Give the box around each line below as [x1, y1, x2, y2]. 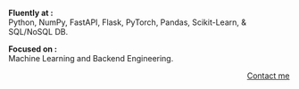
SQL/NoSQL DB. [8, 27, 69, 36]
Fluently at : [8, 8, 54, 18]
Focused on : [8, 44, 57, 54]
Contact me [246, 70, 290, 81]
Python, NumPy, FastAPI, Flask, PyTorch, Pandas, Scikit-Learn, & [8, 17, 247, 28]
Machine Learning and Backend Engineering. [8, 53, 174, 63]
